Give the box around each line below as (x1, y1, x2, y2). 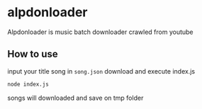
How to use (7, 48, 58, 60)
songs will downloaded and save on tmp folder (7, 93, 144, 102)
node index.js (7, 81, 50, 88)
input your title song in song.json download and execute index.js (7, 67, 196, 75)
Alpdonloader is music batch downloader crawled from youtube (7, 28, 193, 36)
